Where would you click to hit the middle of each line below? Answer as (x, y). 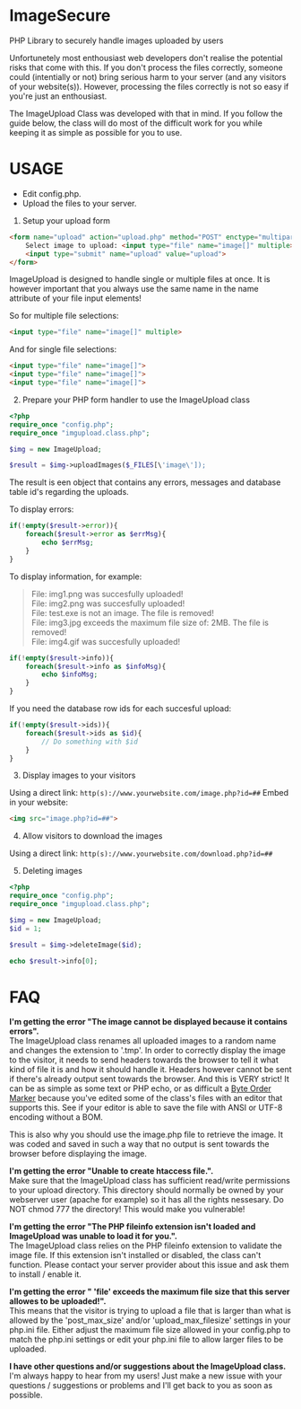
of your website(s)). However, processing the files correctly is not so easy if (149, 86)
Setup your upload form (66, 220)
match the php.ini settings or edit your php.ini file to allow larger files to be (146, 1340)
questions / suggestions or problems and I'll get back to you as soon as (141, 1386)
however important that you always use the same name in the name (134, 289)
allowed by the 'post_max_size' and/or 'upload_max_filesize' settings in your (150, 1320)
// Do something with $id (90, 742)
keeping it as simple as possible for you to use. (96, 132)
